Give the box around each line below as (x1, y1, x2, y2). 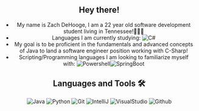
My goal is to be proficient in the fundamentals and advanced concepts (14, 40, 194, 48)
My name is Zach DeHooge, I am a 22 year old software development (16, 21, 190, 28)
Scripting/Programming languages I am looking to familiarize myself (19, 53, 189, 60)
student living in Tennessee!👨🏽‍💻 (63, 27, 144, 35)
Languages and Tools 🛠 (52, 79, 146, 89)
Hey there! (79, 5, 120, 15)
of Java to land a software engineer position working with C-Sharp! (19, 47, 188, 54)
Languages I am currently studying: (52, 34, 141, 41)
